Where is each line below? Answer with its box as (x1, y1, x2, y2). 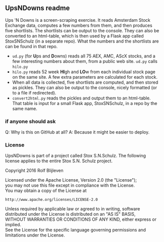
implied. (5, 222, 21, 228)
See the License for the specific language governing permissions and (5, 227, 146, 233)
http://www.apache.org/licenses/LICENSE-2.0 (5, 197, 98, 202)
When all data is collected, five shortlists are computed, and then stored (12, 79, 159, 85)
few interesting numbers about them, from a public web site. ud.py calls (12, 58, 158, 64)
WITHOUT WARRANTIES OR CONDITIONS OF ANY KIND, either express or (5, 216, 157, 222)
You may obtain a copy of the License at (5, 188, 87, 194)
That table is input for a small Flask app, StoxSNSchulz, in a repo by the (12, 100, 158, 106)
